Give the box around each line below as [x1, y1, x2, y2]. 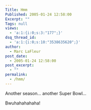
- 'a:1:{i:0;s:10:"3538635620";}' [9, 40, 81, 45]
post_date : [5, 53, 28, 59]
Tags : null [5, 21, 28, 26]
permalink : [5, 72, 28, 77]
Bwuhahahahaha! [5, 100, 41, 106]
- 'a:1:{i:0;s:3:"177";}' [9, 30, 63, 35]
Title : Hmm [5, 7, 28, 12]
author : [5, 44, 21, 49]
